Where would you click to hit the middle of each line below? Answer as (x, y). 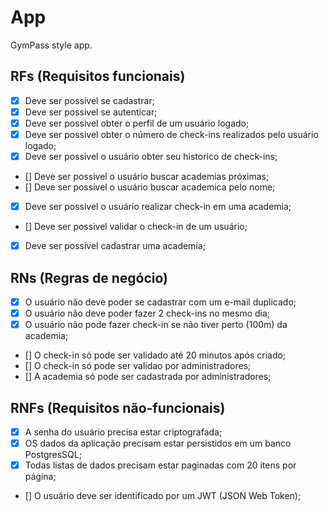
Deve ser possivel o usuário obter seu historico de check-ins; (151, 156)
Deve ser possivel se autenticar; (91, 112)
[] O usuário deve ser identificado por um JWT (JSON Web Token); (163, 496)
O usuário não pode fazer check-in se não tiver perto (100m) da (156, 325)
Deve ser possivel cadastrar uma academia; (115, 246)
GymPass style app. (51, 45)
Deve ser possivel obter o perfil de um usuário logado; (137, 123)
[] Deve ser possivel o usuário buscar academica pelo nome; (150, 187)
